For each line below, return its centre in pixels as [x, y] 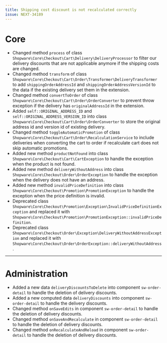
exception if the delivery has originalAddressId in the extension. [79, 106]
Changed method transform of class [49, 74]
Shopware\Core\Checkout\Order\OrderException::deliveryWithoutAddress [87, 244]
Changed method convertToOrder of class [55, 95]
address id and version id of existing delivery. [59, 127]
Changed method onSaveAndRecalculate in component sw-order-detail [85, 319]
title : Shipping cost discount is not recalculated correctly [71, 10]
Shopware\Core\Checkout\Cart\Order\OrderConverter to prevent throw [83, 101]
